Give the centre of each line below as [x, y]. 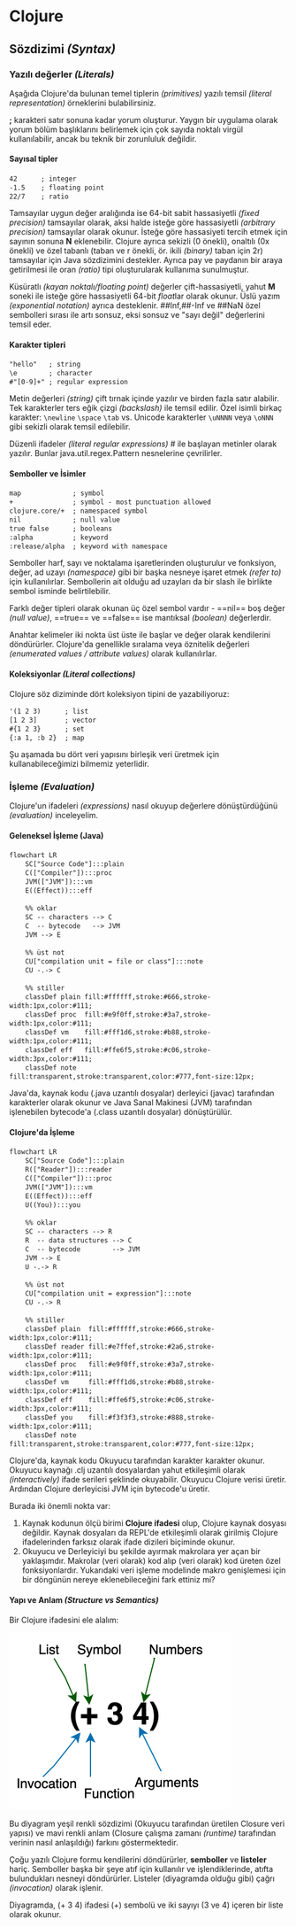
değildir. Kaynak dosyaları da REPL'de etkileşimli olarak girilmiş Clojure [150, 1533]
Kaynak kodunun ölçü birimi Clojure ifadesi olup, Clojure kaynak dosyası [154, 1523]
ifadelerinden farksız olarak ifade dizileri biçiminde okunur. [129, 1542]
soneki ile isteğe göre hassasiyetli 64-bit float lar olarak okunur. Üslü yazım [145, 296]
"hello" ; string [45, 365]
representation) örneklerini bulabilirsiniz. [83, 103]
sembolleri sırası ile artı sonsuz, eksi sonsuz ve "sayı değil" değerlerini [137, 315]
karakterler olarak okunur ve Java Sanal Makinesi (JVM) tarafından [131, 1103]
